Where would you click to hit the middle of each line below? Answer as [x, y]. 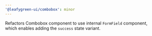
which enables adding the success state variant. [53, 28]
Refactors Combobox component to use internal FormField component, [76, 23]
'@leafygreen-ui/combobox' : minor [40, 9]
